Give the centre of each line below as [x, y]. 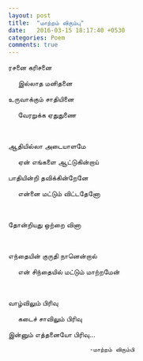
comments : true [33, 45]
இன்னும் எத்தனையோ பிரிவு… [52, 335]
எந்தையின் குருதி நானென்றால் [53, 256]
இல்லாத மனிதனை [45, 83]
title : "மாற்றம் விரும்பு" [46, 23]
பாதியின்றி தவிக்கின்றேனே [48, 178]
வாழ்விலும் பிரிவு [33, 303]
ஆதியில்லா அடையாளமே [47, 146]
